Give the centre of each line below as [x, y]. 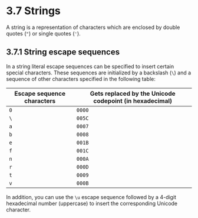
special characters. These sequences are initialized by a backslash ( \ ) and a [99, 73]
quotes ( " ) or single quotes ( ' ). [43, 33]
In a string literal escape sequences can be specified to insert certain [90, 66]
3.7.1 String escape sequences [63, 52]
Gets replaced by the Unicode [133, 93]
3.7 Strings [33, 11]
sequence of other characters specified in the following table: [81, 79]
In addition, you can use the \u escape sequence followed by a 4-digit [91, 197]
